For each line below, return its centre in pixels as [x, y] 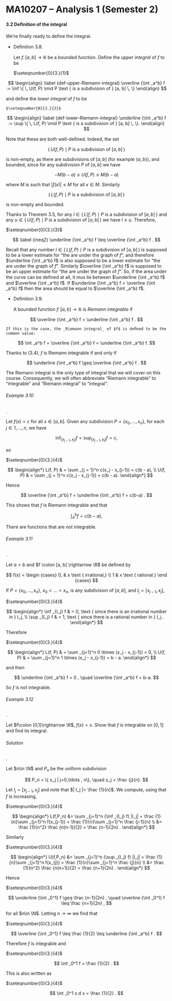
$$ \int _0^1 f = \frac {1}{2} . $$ [87, 963]
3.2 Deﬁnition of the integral [36, 24]
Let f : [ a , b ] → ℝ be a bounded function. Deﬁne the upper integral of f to [89, 57]
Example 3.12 [20, 699]
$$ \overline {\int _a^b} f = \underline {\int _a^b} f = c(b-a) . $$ [87, 495]
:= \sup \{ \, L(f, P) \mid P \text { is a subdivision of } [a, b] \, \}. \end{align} [87, 124]
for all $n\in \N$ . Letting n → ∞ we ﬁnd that [52, 913]
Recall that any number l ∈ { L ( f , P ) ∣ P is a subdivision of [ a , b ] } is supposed [87, 250]
